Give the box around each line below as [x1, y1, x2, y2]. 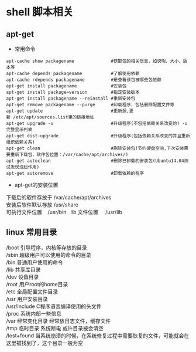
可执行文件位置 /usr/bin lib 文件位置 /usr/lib [6, 209, 123, 215]
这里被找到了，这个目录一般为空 [6, 339, 83, 346]
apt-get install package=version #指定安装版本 [6, 89, 140, 95]
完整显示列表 [6, 127, 33, 133]
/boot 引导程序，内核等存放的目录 [6, 244, 87, 251]
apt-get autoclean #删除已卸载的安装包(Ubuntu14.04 [6, 158, 184, 164]
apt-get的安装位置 [14, 181, 59, 188]
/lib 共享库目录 [6, 266, 41, 273]
